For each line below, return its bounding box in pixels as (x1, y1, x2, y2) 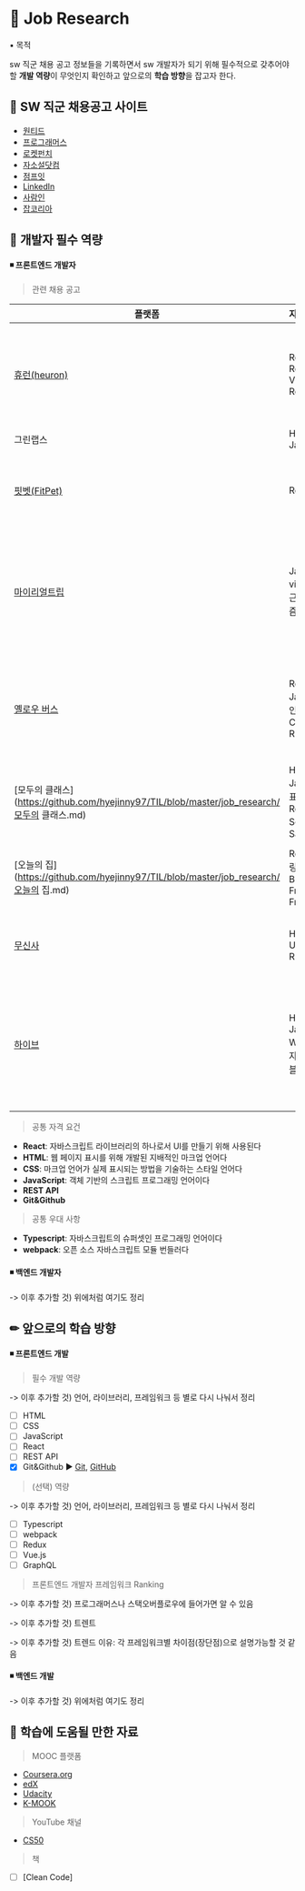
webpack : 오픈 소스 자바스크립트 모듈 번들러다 (22, 1244, 189, 1255)
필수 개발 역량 (31, 1373, 81, 1383)
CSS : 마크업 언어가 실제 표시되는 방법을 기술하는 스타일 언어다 (22, 1163, 243, 1174)
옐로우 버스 (14, 703, 59, 716)
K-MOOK (22, 1797, 56, 1808)
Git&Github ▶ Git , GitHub (22, 1462, 116, 1473)
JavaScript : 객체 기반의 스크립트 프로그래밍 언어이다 (22, 1175, 211, 1186)
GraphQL (22, 1559, 57, 1570)
